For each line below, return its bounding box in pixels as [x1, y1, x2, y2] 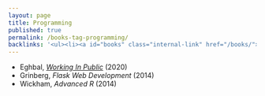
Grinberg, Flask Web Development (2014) [19, 71, 155, 80]
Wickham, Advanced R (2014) [19, 79, 117, 89]
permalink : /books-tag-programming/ [8, 33, 129, 42]
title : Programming [8, 19, 73, 27]
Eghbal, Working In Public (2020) [19, 62, 128, 72]
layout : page [8, 11, 51, 20]
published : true [8, 26, 62, 34]
